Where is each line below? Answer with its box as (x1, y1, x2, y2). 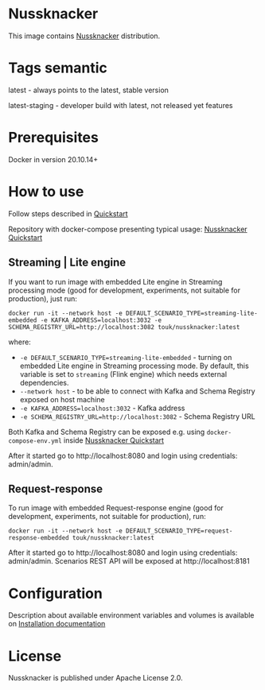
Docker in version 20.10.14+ (8, 154, 99, 164)
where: (8, 337, 32, 347)
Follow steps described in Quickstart (8, 208, 129, 219)
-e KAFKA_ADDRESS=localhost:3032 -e (40, 316, 162, 324)
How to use (8, 183, 84, 200)
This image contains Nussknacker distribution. (8, 31, 161, 41)
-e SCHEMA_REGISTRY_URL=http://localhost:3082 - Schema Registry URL (19, 411, 256, 421)
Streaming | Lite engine (8, 256, 126, 269)
